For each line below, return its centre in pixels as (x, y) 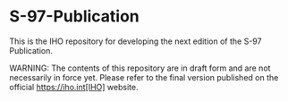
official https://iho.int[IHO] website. (74, 87)
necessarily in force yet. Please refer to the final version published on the (144, 77)
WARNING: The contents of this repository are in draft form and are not (140, 68)
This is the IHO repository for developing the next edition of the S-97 (136, 41)
